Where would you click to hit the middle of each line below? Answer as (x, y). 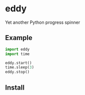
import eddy (17, 49)
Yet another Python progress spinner (43, 22)
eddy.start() (19, 63)
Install (15, 87)
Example (19, 38)
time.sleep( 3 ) (20, 67)
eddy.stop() (17, 72)
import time (17, 54)
